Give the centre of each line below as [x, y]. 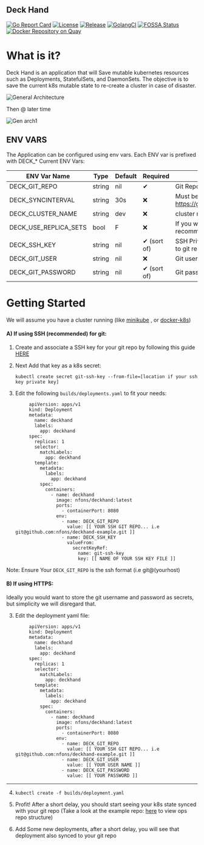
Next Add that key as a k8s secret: [58, 365]
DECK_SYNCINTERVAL [42, 200]
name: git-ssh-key [101, 553]
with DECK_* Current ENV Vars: [46, 161]
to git [182, 249]
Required [156, 176]
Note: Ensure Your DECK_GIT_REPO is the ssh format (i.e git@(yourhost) [93, 570]
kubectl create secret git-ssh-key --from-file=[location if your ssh [106, 376]
